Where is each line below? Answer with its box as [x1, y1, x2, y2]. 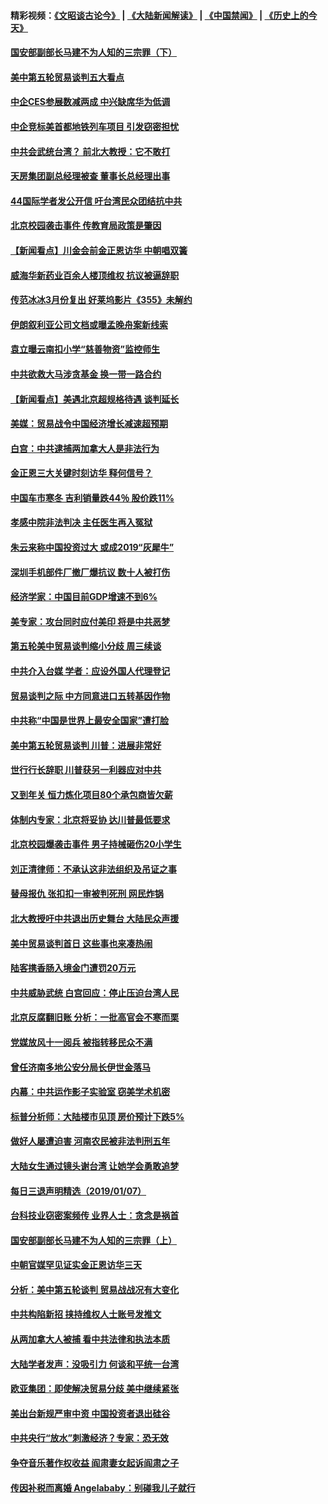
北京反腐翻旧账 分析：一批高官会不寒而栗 [10, 1011, 180, 1024]
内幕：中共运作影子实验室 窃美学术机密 [10, 1086, 171, 1098]
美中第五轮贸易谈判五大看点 [10, 71, 125, 83]
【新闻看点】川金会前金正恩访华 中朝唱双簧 [10, 244, 188, 256]
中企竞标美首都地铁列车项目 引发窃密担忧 [10, 120, 180, 132]
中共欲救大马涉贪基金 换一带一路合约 [10, 368, 162, 380]
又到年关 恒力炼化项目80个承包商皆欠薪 [10, 789, 173, 800]
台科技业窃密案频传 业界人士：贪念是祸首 [10, 1210, 180, 1222]
